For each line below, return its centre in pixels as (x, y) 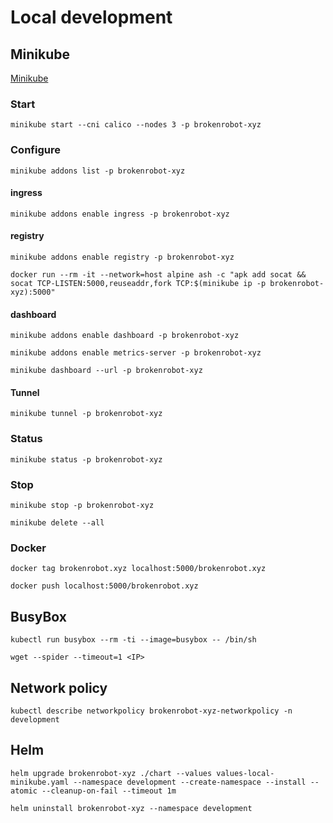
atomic (24, 791)
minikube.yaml (40, 782)
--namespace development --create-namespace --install (190, 782)
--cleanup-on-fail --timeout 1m (109, 791)
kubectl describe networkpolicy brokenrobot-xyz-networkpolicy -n (151, 711)
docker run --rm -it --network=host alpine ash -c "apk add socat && (158, 275)
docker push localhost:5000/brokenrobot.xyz (104, 586)
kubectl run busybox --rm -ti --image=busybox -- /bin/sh (133, 640)
